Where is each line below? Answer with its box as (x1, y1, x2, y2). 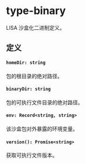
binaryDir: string (6, 86, 51, 92)
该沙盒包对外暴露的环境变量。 (6, 125, 78, 132)
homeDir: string (6, 60, 46, 66)
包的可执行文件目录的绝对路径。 (6, 98, 83, 106)
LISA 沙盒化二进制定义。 (6, 24, 66, 31)
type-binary (6, 4, 66, 18)
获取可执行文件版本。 (6, 152, 57, 159)
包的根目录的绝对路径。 (6, 72, 63, 80)
